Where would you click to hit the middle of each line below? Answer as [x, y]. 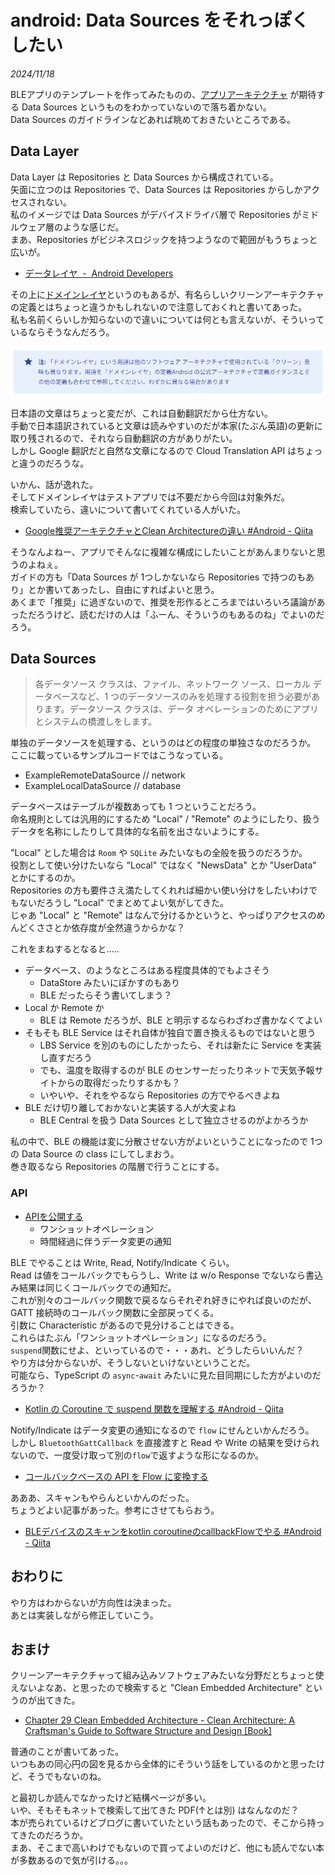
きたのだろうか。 [53, 1835]
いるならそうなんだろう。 [62, 332]
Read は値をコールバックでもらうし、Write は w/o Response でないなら [158, 1275]
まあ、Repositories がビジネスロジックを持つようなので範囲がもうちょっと [164, 239]
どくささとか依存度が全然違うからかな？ [102, 928]
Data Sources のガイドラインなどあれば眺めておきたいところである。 [153, 119]
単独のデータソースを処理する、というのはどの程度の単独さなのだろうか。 [163, 743]
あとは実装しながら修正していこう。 [84, 1615]
